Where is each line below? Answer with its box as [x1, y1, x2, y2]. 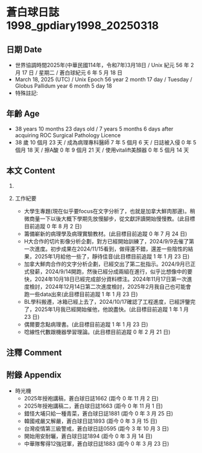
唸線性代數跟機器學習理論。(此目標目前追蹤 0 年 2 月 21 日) [24, 328, 171, 335]
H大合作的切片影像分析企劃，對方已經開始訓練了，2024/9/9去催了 [24, 237, 189, 245]
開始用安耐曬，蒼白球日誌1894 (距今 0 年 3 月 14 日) [24, 432, 153, 440]
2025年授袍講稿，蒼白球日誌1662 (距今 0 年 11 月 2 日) [24, 394, 159, 402]
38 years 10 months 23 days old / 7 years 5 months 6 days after [14, 125, 174, 132]
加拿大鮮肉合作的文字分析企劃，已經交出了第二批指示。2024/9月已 [24, 260, 191, 268]
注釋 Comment [6, 348, 62, 358]
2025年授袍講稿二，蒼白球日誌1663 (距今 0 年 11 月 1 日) [24, 402, 163, 410]
